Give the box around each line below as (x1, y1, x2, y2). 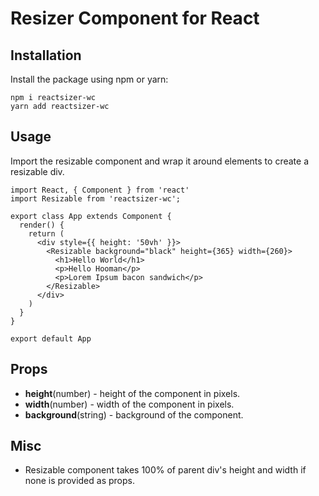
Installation (10, 47, 82, 64)
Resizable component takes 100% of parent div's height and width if (24, 464, 307, 476)
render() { (19, 220, 65, 230)
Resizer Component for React (10, 7, 260, 30)
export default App (10, 333, 92, 344)
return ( (28, 228, 65, 239)
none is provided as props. (24, 475, 135, 487)
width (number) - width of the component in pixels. (24, 398, 235, 410)
